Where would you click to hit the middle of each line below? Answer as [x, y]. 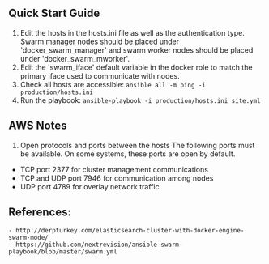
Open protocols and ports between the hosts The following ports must [137, 145]
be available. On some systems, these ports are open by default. [128, 154]
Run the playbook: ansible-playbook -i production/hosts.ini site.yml [140, 100]
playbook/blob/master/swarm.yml [63, 252]
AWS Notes [38, 126]
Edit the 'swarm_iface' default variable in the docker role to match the [136, 67]
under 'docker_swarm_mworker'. [75, 58]
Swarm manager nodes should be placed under [100, 41]
